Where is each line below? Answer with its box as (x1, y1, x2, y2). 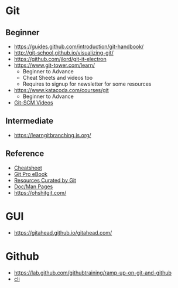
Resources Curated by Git (13, 177, 77, 184)
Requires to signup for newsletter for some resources (22, 80, 152, 87)
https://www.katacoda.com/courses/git (13, 87, 109, 93)
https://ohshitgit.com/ (13, 189, 67, 196)
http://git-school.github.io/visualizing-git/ (13, 49, 114, 56)
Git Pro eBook (13, 170, 48, 177)
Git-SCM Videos (13, 99, 53, 106)
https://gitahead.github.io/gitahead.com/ (13, 229, 112, 236)
